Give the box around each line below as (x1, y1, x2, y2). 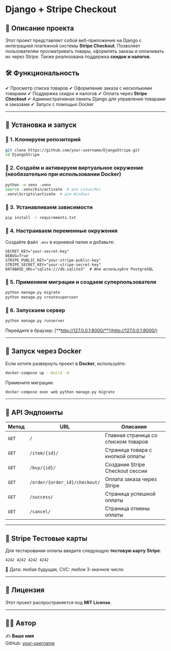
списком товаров (105, 438, 149, 445)
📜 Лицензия (5, 586, 45, 595)
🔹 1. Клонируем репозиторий (5, 136, 81, 143)
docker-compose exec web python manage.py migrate (5, 389, 115, 394)
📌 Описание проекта (5, 24, 74, 33)
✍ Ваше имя (5, 633, 34, 639)
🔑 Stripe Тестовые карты (5, 534, 88, 543)
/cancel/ (30, 509, 51, 515)
